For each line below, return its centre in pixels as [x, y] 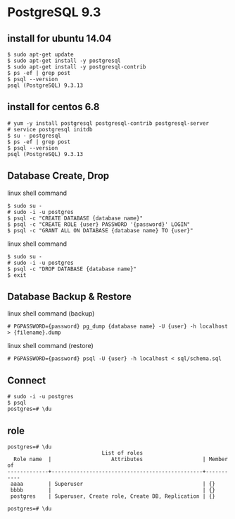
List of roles [122, 453]
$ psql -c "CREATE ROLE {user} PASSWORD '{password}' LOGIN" [99, 224]
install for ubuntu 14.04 [59, 38]
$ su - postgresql [34, 136]
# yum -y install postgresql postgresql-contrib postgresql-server [108, 123]
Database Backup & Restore [69, 297]
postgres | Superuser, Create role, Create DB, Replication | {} [113, 496]
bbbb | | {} [113, 490]
